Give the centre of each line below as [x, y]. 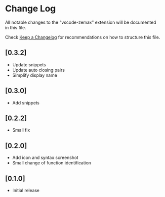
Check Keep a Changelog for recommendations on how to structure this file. [83, 37]
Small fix [21, 130]
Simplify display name [35, 75]
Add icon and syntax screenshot [45, 158]
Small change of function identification [52, 163]
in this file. [16, 27]
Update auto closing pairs [39, 70]
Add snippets [26, 102]
